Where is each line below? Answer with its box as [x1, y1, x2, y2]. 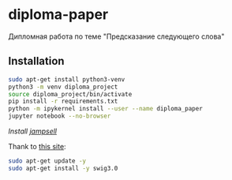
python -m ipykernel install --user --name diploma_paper [8, 105, 203, 113]
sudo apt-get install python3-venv [8, 75, 125, 84]
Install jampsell [8, 126, 58, 136]
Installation [8, 54, 65, 68]
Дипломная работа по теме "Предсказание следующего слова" [8, 32, 225, 41]
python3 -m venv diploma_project [8, 83, 118, 91]
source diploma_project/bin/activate [8, 90, 133, 98]
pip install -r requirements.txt [8, 97, 118, 106]
